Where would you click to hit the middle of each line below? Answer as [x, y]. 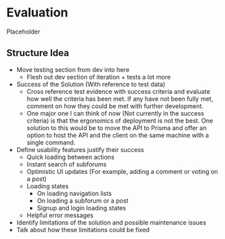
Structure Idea [38, 53]
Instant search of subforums [67, 164]
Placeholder [23, 32]
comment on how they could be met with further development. [115, 106]
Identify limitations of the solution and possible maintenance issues [111, 222]
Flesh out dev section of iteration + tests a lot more [98, 77]
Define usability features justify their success [80, 149]
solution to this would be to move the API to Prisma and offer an [117, 127]
